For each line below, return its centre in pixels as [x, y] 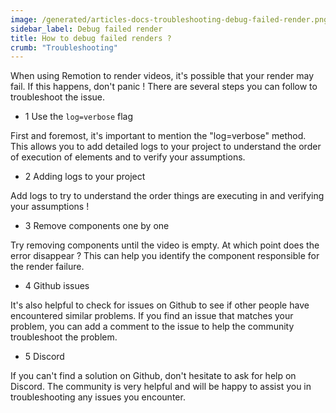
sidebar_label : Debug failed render [86, 29]
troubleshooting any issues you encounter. [98, 397]
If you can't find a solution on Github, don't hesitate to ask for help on [153, 376]
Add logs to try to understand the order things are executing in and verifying [167, 196]
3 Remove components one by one [97, 226]
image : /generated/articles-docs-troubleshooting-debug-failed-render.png [169, 19]
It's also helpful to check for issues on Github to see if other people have [160, 305]
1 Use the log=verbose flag [79, 117]
